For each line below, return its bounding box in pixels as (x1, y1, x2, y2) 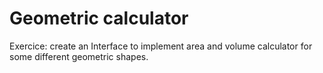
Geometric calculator (9, 7, 189, 30)
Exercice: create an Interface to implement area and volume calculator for (9, 40, 313, 52)
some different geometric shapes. (9, 50, 149, 62)
